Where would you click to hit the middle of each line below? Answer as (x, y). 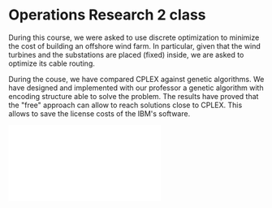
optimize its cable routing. (52, 63)
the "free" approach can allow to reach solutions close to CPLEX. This (125, 105)
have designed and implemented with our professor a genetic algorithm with (136, 88)
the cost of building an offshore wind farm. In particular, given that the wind (135, 45)
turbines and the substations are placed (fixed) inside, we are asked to (126, 54)
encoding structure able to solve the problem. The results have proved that (134, 96)
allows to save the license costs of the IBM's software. (99, 113)
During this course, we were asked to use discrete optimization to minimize (134, 37)
